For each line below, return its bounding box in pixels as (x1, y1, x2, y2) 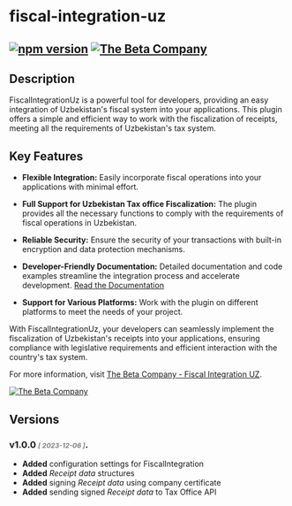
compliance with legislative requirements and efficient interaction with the (9, 342, 278, 353)
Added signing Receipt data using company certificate (21, 477, 221, 487)
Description (9, 71, 75, 86)
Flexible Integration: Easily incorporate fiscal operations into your (21, 172, 262, 183)
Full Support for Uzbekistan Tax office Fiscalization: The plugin (21, 199, 258, 210)
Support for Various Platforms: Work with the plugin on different (21, 297, 258, 308)
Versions (9, 411, 60, 426)
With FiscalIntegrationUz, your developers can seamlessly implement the (9, 324, 274, 334)
